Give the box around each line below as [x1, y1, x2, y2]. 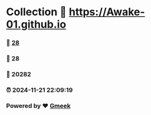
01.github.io [6, 18, 67, 31]
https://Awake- [68, 5, 146, 19]
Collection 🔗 [6, 5, 67, 19]
